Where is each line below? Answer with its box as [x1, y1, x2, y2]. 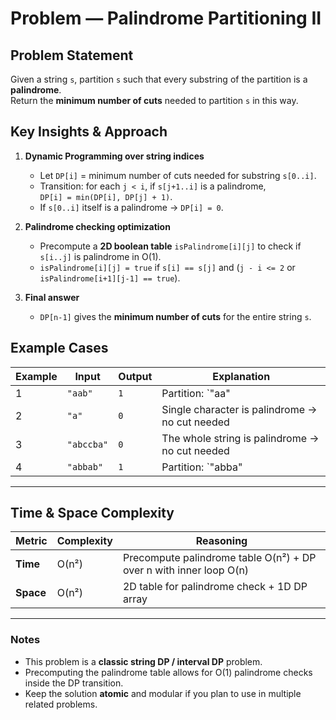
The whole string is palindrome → [161, 431, 320, 445]
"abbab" [66, 461, 104, 472]
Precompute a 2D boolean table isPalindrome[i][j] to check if [39, 240, 302, 252]
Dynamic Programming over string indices [24, 150, 205, 162]
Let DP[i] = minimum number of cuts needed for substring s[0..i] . [39, 169, 317, 181]
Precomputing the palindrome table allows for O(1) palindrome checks [24, 666, 313, 678]
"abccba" [66, 438, 109, 450]
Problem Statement [10, 47, 134, 64]
